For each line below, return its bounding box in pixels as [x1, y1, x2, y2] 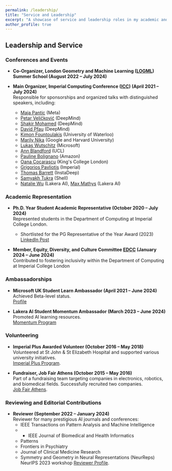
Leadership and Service [5, 41, 83, 49]
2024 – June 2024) [12, 252, 55, 258]
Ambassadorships [5, 276, 52, 283]
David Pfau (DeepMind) [20, 126, 70, 132]
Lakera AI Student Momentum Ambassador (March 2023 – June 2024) [12, 308, 166, 315]
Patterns [20, 438, 38, 444]
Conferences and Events [5, 56, 68, 63]
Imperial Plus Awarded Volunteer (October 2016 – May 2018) [12, 343, 144, 349]
